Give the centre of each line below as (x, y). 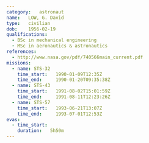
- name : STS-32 (31, 68)
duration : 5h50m (41, 131)
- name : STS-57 (31, 102)
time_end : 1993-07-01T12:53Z (60, 114)
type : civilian (28, 23)
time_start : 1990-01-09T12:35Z (60, 74)
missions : (19, 63)
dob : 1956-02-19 (31, 29)
